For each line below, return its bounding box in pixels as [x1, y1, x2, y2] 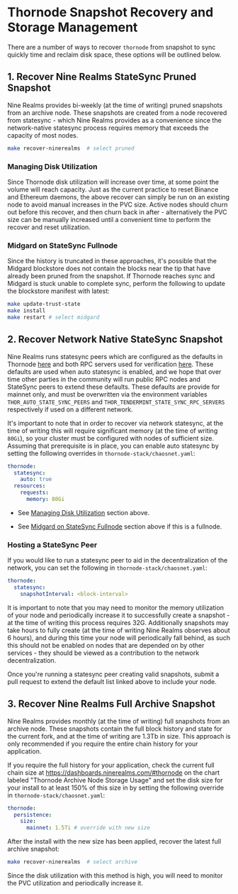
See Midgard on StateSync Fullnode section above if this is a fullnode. [17, 522, 222, 531]
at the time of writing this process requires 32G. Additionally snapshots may [7, 618, 229, 627]
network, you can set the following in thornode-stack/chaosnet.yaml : [7, 563, 208, 572]
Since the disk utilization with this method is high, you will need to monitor [7, 871, 223, 880]
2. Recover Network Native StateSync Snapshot [7, 333, 223, 346]
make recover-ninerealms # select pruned [7, 145, 135, 152]
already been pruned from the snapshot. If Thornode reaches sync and [7, 272, 215, 280]
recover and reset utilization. [7, 223, 91, 231]
